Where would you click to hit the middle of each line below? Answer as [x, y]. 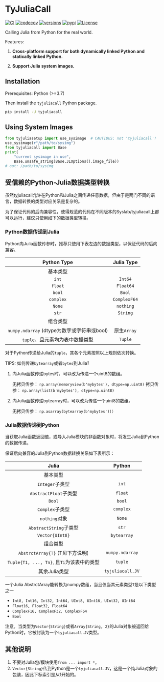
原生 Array [126, 330]
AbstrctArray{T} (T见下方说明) [54, 553]
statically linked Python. [37, 56]
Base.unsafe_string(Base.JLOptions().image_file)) [67, 161]
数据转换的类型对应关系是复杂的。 [48, 201]
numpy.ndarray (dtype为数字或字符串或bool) [58, 330]
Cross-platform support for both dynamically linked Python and [78, 51]
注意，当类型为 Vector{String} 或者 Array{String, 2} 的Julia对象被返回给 [77, 626]
